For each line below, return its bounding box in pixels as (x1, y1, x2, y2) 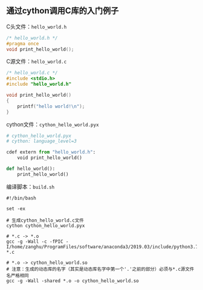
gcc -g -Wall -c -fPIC (6, 238, 63, 245)
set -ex (6, 205, 26, 211)
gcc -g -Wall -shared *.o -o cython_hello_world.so (6, 277, 139, 284)
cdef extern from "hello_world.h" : (6, 149, 96, 155)
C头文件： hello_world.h (6, 23, 67, 30)
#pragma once (6, 40, 39, 47)
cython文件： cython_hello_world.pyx (6, 120, 99, 128)
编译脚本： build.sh (6, 183, 55, 190)
